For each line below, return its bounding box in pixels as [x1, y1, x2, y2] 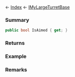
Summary [5, 16, 30, 23]
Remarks [5, 66, 27, 73]
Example [5, 53, 27, 60]
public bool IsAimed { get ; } [5, 28, 68, 33]
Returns [5, 40, 25, 47]
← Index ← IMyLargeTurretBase [5, 4, 70, 10]
